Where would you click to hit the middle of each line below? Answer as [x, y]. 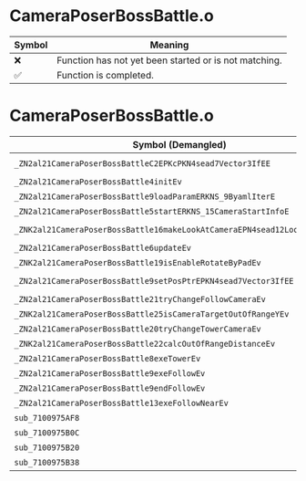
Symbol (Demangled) [179, 144]
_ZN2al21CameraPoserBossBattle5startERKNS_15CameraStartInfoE [152, 211]
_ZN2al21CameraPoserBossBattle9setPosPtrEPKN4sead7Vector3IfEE [154, 281]
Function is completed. [105, 75]
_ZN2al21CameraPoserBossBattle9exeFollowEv [110, 373]
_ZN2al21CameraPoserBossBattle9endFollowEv [110, 388]
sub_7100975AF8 [47, 418]
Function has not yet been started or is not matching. [169, 60]
